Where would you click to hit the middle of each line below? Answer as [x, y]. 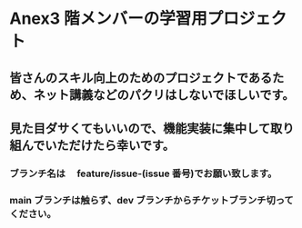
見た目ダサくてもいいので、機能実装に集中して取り [152, 128]
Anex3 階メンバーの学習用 [108, 19]
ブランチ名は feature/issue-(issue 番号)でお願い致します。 [143, 173]
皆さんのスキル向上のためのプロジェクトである [141, 78]
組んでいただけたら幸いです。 [92, 145]
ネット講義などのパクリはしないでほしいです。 [164, 95]
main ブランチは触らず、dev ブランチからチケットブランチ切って [151, 200]
